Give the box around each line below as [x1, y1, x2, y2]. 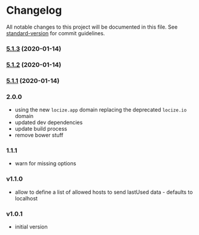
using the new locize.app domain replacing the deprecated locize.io [14, 106, 187, 113]
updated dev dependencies [14, 119, 83, 126]
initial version [14, 223, 48, 230]
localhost [14, 194, 38, 202]
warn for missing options [14, 160, 76, 167]
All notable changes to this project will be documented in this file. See [6, 23, 178, 30]
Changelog [6, 4, 62, 17]
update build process [14, 125, 68, 132]
